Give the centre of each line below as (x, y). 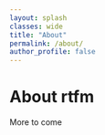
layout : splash (38, 18)
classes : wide (37, 26)
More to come (36, 122)
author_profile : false (52, 52)
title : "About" (38, 35)
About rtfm (52, 97)
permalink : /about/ (47, 43)
